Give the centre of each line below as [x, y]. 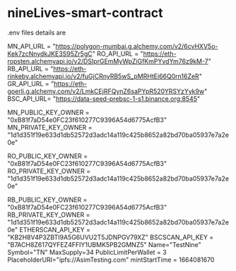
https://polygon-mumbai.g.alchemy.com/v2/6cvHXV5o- [137, 46]
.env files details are [36, 32]
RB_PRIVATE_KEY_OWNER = [49, 215]
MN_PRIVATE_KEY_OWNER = [50, 127]
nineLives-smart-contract [85, 13]
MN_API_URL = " [31, 46]
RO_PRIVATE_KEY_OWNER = [49, 171]
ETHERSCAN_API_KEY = [55, 229]
